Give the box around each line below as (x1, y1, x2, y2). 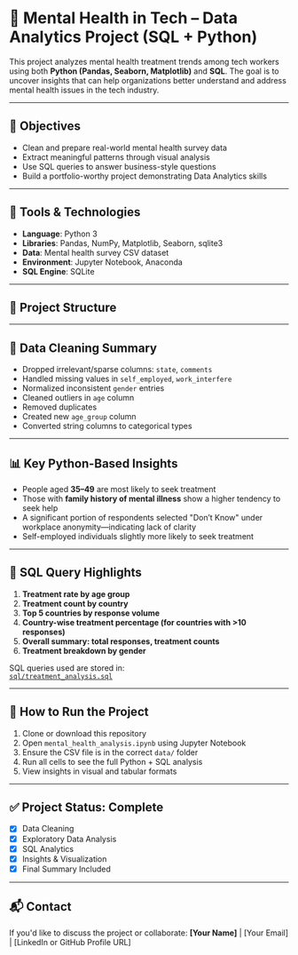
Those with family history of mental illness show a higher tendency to (21, 493, 281, 504)
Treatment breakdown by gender (21, 645, 146, 656)
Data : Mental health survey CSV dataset (21, 247, 169, 258)
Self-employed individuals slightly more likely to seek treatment (21, 531, 255, 541)
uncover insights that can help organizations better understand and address (9, 75, 286, 85)
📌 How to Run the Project (9, 704, 149, 720)
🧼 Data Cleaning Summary (9, 340, 158, 355)
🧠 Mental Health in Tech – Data (9, 8, 238, 28)
